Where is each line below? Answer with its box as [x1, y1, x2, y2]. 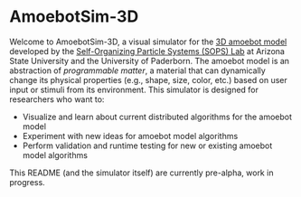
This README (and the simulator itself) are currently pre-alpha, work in [9, 167, 274, 178]
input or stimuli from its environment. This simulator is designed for [9, 84, 259, 95]
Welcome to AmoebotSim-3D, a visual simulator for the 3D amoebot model [9, 36, 287, 47]
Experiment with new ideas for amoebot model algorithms [22, 130, 239, 141]
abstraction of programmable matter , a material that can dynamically [9, 65, 267, 76]
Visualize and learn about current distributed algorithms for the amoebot [22, 111, 292, 122]
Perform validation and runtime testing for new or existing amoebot [22, 140, 273, 151]
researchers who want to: [9, 93, 105, 105]
